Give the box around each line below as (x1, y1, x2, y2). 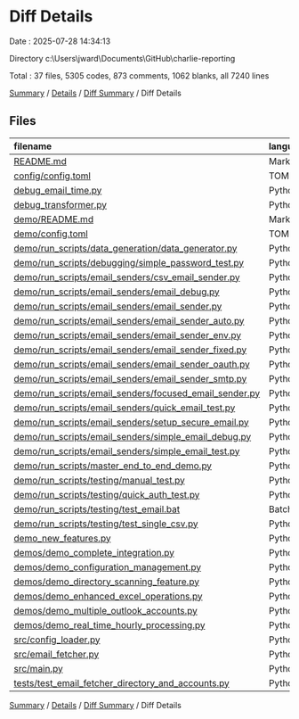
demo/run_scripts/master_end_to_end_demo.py (13, 459, 212, 472)
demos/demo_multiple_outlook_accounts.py (13, 604, 198, 616)
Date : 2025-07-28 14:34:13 (9, 36, 111, 46)
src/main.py (13, 662, 64, 674)
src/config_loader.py (13, 633, 101, 646)
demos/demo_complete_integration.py (13, 546, 175, 558)
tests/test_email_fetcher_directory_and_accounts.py (13, 676, 230, 689)
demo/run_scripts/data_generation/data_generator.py (13, 242, 238, 254)
